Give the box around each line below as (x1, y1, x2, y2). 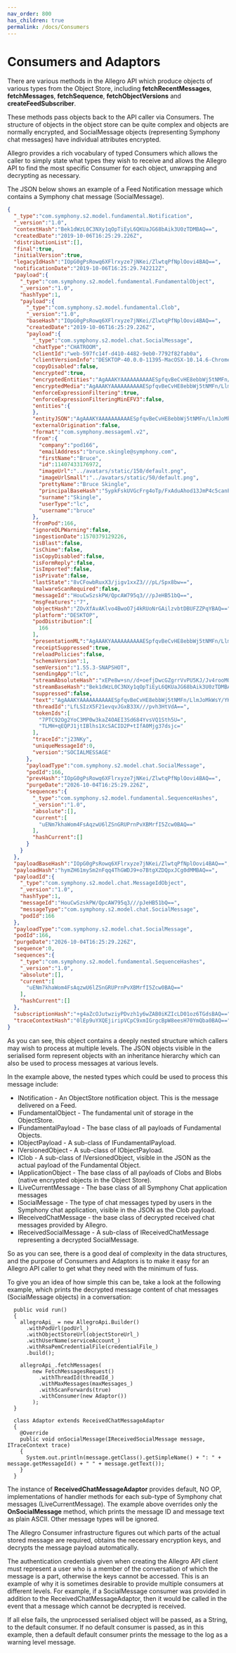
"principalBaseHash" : (38, 487, 102, 494)
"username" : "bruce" (38, 507, 96, 514)
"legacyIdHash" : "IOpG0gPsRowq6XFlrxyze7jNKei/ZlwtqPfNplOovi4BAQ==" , (13, 258, 221, 266)
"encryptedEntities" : (32, 376, 96, 383)
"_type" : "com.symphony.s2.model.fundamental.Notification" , (13, 212, 193, 220)
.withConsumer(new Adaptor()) (38, 1392, 128, 1400)
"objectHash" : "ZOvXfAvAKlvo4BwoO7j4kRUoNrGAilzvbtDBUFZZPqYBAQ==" (32, 605, 231, 612)
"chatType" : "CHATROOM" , (32, 343, 102, 350)
